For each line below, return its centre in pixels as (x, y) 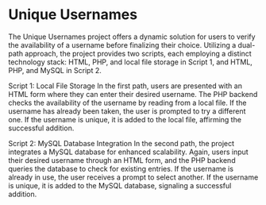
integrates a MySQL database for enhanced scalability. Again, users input (128, 152)
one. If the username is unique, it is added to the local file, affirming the (125, 119)
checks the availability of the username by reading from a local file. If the (127, 102)
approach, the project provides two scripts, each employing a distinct (138, 53)
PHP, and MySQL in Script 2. (55, 70)
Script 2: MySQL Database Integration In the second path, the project (121, 143)
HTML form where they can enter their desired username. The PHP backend (133, 94)
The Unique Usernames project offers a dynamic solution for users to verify (132, 37)
